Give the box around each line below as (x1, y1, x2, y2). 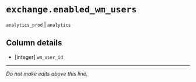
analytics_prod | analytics (6, 21, 71, 28)
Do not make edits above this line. (6, 70, 88, 77)
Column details (6, 38, 62, 48)
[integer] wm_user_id (14, 54, 63, 60)
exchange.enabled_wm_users (6, 4, 137, 15)
